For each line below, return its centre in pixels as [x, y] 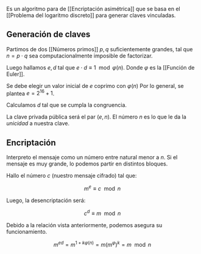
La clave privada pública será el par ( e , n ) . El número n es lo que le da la [97, 117]
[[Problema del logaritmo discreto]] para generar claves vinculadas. [91, 15]
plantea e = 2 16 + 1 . [30, 93]
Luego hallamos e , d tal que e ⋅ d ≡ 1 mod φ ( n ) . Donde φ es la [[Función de [100, 67]
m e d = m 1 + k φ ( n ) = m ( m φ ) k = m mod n [102, 244]
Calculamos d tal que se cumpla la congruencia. [66, 105]
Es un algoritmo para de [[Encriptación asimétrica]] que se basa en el [93, 9]
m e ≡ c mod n [102, 188]
